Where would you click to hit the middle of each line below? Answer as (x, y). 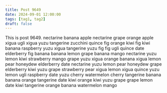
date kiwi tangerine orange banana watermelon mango (61, 86)
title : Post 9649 (23, 10)
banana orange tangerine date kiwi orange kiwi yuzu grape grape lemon (79, 80)
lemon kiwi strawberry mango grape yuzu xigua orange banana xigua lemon (83, 59)
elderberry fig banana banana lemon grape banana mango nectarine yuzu (81, 54)
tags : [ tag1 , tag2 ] (25, 19)
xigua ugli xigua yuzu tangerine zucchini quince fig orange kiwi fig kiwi (78, 43)
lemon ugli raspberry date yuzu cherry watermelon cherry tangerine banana (83, 75)
